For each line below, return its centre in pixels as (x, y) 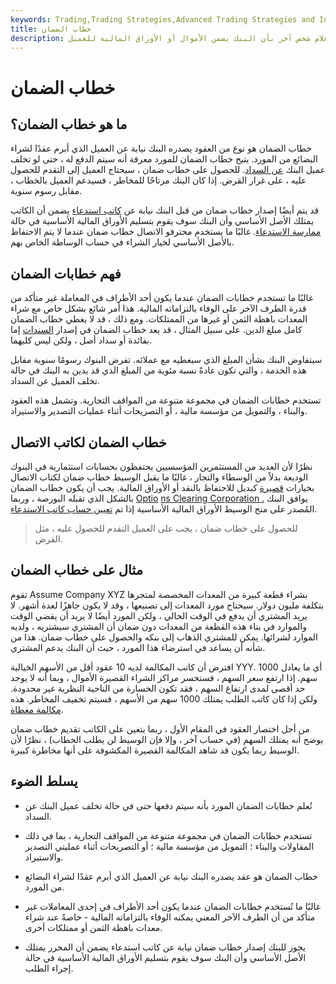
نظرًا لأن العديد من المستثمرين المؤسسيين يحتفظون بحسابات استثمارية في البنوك (161, 466)
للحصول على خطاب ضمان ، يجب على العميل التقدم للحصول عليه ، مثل (166, 528)
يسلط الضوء (44, 781)
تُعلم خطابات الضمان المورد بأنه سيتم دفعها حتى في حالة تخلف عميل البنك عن (168, 805)
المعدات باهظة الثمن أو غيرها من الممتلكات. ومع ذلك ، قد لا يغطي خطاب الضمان (159, 319)
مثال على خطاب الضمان (76, 570)
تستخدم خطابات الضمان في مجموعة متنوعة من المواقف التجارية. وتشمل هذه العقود (166, 400)
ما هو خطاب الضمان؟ (69, 124)
